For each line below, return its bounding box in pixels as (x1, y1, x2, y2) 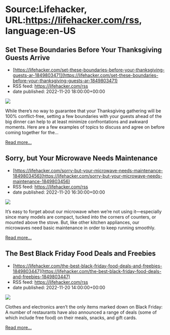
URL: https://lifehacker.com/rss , (5, 14, 142, 26)
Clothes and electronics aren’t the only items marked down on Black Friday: (5, 303, 163, 310)
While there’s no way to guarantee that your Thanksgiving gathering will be (5, 108, 161, 114)
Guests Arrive (5, 53, 50, 62)
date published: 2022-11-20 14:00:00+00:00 (12, 284, 105, 290)
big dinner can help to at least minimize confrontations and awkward (5, 118, 148, 125)
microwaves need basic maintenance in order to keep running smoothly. (5, 225, 156, 231)
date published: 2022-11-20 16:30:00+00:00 (12, 189, 105, 195)
